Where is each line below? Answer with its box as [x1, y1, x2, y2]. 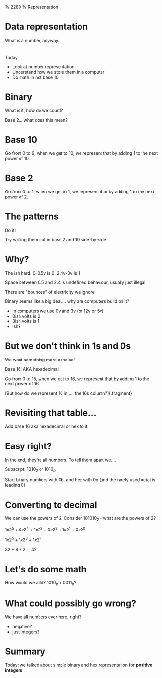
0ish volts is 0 [12, 313, 40, 319]
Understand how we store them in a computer [12, 69, 105, 75]
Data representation [5, 21, 88, 32]
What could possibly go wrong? [5, 598, 137, 609]
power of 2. [5, 194, 28, 200]
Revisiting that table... [5, 407, 97, 418]
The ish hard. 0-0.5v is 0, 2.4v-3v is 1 [5, 270, 81, 275]
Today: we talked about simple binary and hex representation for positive [5, 662, 153, 668]
